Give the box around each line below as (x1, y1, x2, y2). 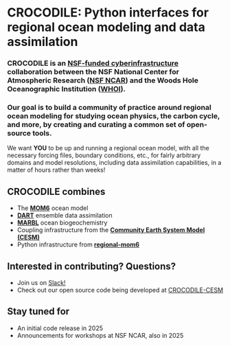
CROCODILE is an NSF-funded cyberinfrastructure (7, 58, 179, 68)
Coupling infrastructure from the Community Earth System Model (16, 226, 205, 234)
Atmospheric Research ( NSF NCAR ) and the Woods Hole (7, 76, 199, 85)
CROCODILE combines (7, 185, 106, 197)
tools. (32, 128, 52, 138)
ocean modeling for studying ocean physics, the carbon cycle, (7, 111, 220, 121)
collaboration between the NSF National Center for (7, 67, 180, 77)
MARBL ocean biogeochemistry (16, 218, 108, 227)
